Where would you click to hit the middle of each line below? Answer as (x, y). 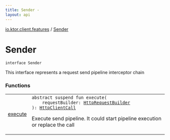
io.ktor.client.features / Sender (37, 29)
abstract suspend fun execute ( (69, 97)
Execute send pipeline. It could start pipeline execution (97, 118)
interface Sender (24, 63)
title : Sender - (22, 10)
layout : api (18, 15)
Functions (18, 86)
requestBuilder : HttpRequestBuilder (86, 102)
